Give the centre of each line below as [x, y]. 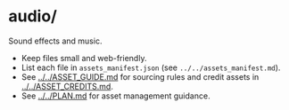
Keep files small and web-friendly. [84, 58]
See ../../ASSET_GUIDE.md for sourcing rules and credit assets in [140, 76]
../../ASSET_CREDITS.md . [67, 86]
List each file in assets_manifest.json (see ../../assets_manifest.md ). [151, 67]
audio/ [33, 16]
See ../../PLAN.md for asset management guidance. [116, 96]
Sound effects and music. [55, 41]
